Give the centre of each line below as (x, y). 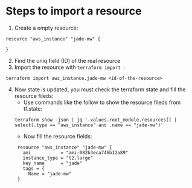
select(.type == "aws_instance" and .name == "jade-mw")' (89, 125)
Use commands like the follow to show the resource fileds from (102, 102)
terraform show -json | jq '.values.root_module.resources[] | (96, 120)
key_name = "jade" (53, 163)
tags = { (34, 168)
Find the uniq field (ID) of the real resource (67, 60)
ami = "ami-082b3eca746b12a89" (75, 152)
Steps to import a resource (74, 11)
